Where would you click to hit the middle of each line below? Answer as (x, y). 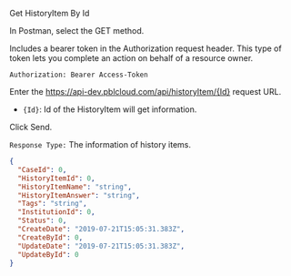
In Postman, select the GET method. (77, 31)
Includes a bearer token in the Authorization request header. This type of (145, 48)
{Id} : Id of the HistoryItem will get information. (110, 109)
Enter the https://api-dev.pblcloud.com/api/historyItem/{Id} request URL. (145, 92)
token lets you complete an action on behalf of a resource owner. (131, 58)
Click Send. (31, 127)
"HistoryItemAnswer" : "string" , (79, 195)
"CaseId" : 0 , (42, 169)
